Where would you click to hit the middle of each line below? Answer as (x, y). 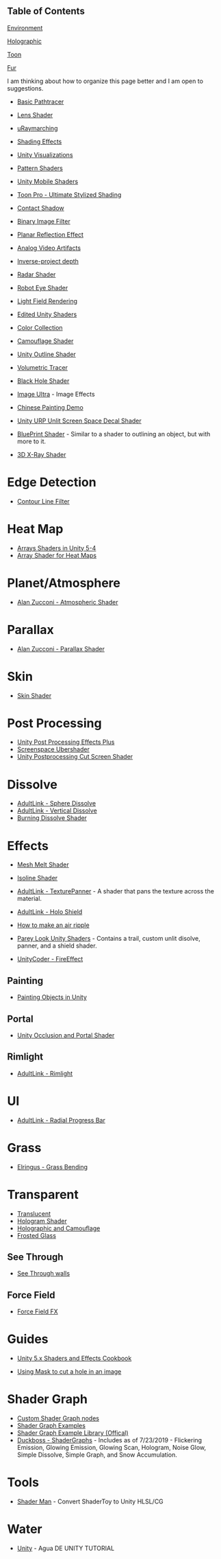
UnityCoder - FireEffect (50, 959)
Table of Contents (46, 11)
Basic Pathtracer (40, 102)
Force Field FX (37, 1312)
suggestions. (25, 88)
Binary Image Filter (43, 221)
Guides (28, 1339)
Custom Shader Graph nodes (58, 1418)
